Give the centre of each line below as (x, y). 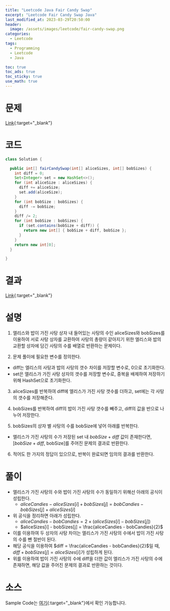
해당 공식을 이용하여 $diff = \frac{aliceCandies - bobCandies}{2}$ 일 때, (86, 546)
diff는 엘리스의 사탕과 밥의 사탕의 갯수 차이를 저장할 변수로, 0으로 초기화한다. (89, 368)
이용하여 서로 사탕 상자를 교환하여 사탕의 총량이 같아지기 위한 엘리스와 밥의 (87, 340)
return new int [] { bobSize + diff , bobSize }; (75, 230)
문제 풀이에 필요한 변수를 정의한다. (47, 357)
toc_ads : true (20, 72)
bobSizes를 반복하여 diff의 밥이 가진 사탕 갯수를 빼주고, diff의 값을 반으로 (86, 409)
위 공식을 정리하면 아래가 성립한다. (47, 516)
